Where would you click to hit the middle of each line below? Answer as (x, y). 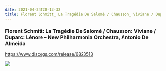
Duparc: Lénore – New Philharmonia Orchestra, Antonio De (77, 37)
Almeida (15, 44)
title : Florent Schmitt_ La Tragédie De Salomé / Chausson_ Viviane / (79, 14)
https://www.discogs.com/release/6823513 (49, 54)
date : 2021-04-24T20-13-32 (33, 10)
